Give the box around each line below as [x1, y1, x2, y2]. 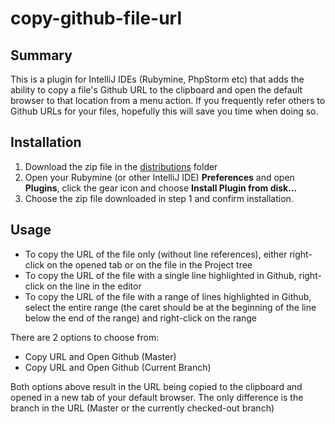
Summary [10, 47, 73, 64]
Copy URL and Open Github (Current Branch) [24, 361, 212, 373]
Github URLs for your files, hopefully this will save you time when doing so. [10, 105, 319, 117]
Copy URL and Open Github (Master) [24, 350, 177, 362]
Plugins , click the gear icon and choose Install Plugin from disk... [24, 182, 298, 194]
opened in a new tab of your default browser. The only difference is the [10, 391, 304, 403]
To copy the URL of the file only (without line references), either [24, 248, 288, 260]
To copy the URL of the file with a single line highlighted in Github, [24, 269, 297, 281]
